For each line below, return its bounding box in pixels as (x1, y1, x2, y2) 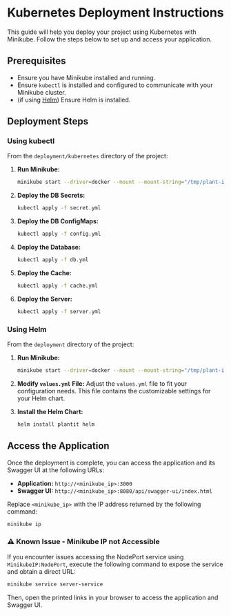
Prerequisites (7, 55, 66, 67)
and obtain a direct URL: (7, 567, 76, 575)
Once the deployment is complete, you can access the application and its (7, 458, 216, 467)
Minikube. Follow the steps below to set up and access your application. (7, 35, 212, 43)
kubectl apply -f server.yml (17, 308, 101, 315)
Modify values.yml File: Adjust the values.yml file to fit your (17, 379, 188, 388)
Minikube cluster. (17, 88, 67, 96)
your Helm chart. (17, 394, 66, 402)
